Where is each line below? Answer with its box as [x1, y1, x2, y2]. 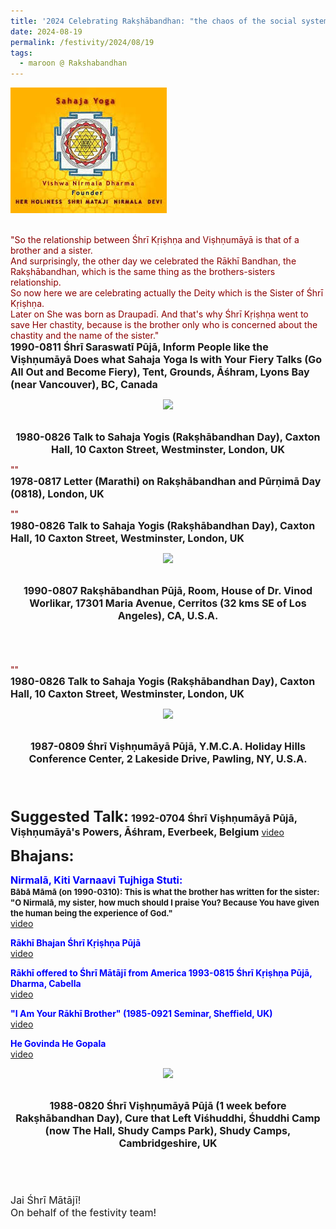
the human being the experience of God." [10, 908, 173, 919]
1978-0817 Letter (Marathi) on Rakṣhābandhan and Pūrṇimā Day [10, 475, 322, 489]
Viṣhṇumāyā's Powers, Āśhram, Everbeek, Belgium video [10, 825, 285, 839]
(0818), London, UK [10, 487, 105, 501]
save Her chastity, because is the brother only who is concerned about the [10, 319, 318, 331]
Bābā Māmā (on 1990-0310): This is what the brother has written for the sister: [10, 886, 320, 898]
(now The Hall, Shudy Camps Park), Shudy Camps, [44, 1124, 292, 1138]
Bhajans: [10, 846, 75, 866]
